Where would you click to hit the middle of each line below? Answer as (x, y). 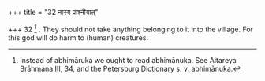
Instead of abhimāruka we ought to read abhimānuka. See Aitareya (128, 60)
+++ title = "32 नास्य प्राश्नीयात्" (53, 12)
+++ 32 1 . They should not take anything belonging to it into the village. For (131, 29)
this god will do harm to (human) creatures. (78, 37)
